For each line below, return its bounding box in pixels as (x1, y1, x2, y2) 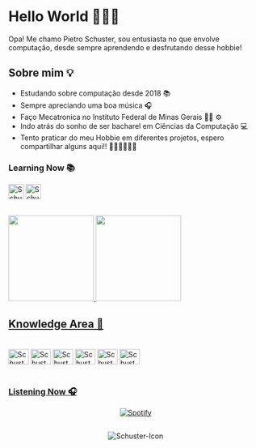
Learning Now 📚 (8, 162, 75, 173)
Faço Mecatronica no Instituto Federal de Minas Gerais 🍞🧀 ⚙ (19, 112, 222, 122)
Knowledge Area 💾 (8, 317, 104, 331)
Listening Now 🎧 (8, 386, 78, 398)
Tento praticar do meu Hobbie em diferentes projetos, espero (19, 133, 225, 143)
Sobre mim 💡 (8, 66, 74, 80)
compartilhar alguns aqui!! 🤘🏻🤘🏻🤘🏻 (19, 141, 137, 151)
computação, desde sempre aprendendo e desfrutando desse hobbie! (8, 42, 242, 52)
